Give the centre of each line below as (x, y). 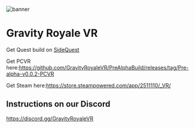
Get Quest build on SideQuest (43, 49)
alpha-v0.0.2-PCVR (30, 74)
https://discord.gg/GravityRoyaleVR (50, 118)
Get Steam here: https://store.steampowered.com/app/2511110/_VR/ (89, 85)
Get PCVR (19, 61)
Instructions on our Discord (58, 104)
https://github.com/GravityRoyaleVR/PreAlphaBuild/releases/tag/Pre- (104, 67)
